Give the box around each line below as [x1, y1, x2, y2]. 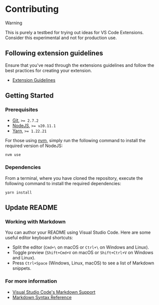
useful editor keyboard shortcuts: [5, 235, 73, 241]
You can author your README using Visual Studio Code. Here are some [5, 229, 151, 236]
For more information [5, 278, 57, 285]
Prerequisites [5, 106, 38, 113]
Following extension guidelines [5, 49, 103, 57]
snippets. [12, 265, 32, 271]
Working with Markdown [5, 218, 66, 225]
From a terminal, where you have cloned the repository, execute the [5, 175, 143, 181]
